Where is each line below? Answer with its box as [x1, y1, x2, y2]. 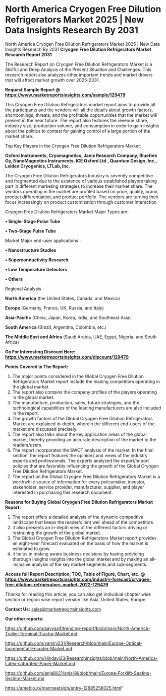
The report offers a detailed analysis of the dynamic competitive [12, 514, 144, 520]
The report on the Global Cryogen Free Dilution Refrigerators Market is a [12, 473, 160, 479]
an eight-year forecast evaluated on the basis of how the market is [12, 540, 149, 546]
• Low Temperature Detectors [5, 266, 67, 272]
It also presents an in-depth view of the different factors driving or [12, 524, 148, 530]
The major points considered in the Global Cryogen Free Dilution [12, 373, 144, 379]
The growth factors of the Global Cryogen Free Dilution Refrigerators [12, 415, 153, 421]
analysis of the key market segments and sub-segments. [31, 561, 148, 567]
